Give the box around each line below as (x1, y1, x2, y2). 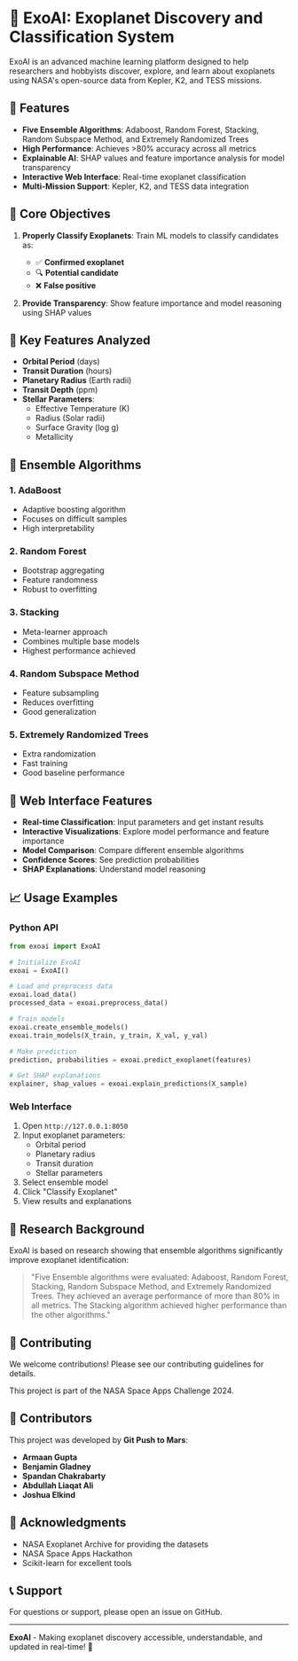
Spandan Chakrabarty (21, 1470, 106, 1481)
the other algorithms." (30, 1310, 111, 1320)
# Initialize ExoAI (9, 958, 82, 967)
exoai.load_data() (9, 991, 77, 999)
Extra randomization (21, 748, 97, 759)
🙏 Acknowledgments (9, 1516, 127, 1531)
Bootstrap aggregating (21, 565, 105, 576)
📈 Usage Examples (9, 890, 118, 905)
